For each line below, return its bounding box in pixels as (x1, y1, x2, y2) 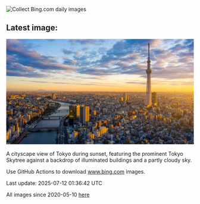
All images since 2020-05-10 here (6, 191, 90, 199)
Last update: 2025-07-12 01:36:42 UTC (6, 180, 102, 187)
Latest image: (6, 23, 58, 33)
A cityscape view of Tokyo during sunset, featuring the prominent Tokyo (6, 150, 183, 158)
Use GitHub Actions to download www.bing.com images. (6, 168, 146, 175)
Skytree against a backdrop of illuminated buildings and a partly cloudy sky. (6, 156, 192, 164)
